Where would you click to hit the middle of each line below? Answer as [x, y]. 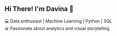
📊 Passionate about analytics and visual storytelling [57, 28]
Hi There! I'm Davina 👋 [39, 9]
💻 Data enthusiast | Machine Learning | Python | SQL [58, 21]
